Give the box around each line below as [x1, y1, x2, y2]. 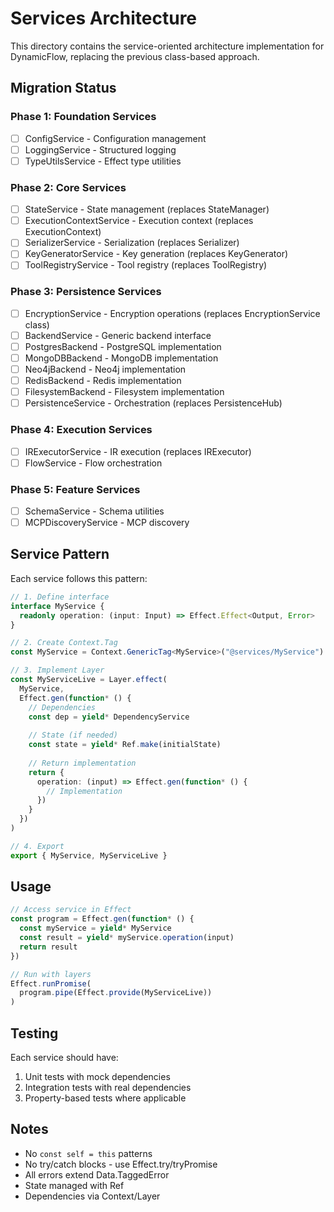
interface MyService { [10, 601, 105, 611]
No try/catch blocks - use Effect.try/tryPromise [24, 1158, 218, 1170]
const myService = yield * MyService [19, 923, 172, 934]
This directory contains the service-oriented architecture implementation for [10, 40, 325, 52]
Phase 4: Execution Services [10, 423, 153, 437]
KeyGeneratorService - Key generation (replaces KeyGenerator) [24, 248, 289, 260]
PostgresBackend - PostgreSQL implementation [24, 340, 222, 352]
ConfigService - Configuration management [24, 132, 207, 144]
